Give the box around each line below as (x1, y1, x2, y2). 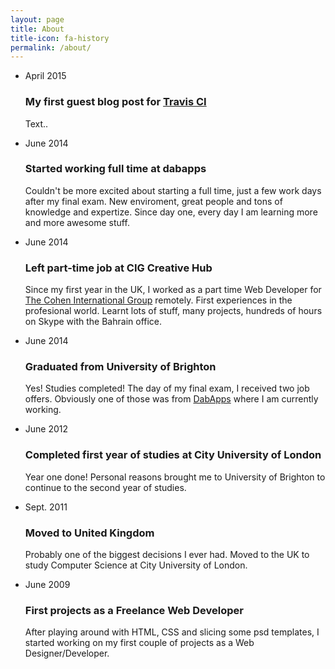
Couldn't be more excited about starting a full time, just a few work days (24, 184, 322, 196)
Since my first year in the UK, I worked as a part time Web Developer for (24, 284, 322, 296)
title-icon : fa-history (10, 33, 110, 43)
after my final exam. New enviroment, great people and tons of (24, 195, 283, 207)
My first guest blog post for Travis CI (24, 95, 207, 109)
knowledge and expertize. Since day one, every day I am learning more (24, 206, 318, 218)
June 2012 (24, 423, 69, 435)
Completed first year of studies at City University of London (24, 448, 322, 462)
